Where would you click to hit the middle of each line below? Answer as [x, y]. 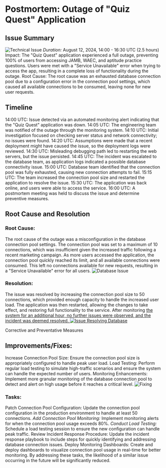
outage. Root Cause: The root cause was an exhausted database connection [83, 76]
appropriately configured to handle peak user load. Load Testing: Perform [80, 363]
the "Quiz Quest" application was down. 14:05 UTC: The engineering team [81, 124]
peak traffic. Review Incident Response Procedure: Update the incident [77, 434]
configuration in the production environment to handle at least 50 [71, 413]
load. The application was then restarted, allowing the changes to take [77, 305]
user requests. [20, 92]
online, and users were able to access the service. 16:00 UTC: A [70, 188]
